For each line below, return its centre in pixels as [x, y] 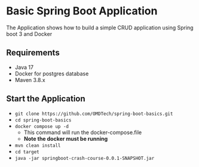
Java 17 [24, 67]
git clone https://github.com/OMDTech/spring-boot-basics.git [94, 114]
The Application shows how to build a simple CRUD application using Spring [100, 28]
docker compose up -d [42, 126]
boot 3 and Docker [29, 34]
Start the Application [46, 99]
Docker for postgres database [52, 74]
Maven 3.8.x [30, 80]
